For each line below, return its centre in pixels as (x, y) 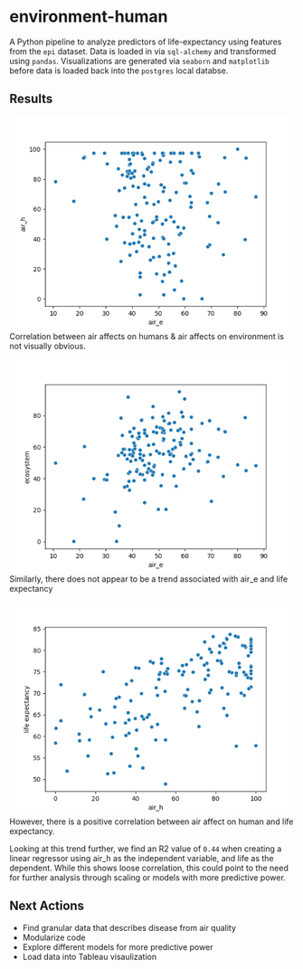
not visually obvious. (47, 346)
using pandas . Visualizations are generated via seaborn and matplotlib (139, 61)
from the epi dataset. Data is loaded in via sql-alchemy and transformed (143, 51)
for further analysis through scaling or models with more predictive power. (148, 877)
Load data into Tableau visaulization (89, 956)
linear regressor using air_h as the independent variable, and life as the (142, 858)
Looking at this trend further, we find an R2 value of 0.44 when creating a (146, 849)
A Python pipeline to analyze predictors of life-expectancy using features (146, 42)
